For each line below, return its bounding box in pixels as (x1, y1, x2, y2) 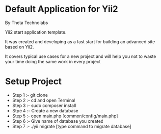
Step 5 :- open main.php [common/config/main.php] (12, 113, 118, 119)
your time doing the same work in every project (5, 58, 101, 64)
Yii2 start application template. (5, 29, 67, 35)
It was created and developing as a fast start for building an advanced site (5, 38, 155, 45)
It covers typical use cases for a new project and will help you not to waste (5, 53, 156, 59)
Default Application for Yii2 (5, 3, 118, 15)
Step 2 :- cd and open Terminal (12, 97, 76, 103)
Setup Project (5, 76, 62, 87)
